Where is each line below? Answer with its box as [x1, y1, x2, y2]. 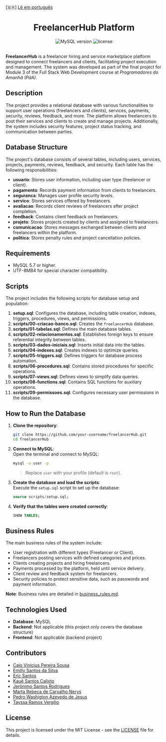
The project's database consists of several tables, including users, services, [5, 156, 162, 162]
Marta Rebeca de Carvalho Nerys [12, 688, 82, 694]
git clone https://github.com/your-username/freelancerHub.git [12, 432, 147, 437]
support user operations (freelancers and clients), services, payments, [5, 107, 150, 114]
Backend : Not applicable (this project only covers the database [12, 624, 143, 629]
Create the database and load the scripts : [12, 479, 100, 485]
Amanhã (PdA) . [5, 74, 37, 80]
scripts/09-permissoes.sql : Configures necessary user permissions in [12, 389, 159, 395]
